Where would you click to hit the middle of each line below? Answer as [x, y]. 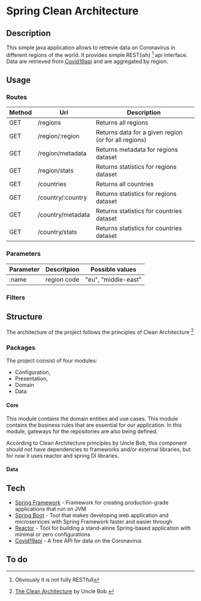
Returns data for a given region [139, 132]
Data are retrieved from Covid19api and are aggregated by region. [87, 61]
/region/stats [56, 171]
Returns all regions [122, 123]
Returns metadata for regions [137, 150]
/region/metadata [62, 153]
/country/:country [63, 198]
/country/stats [58, 232]
